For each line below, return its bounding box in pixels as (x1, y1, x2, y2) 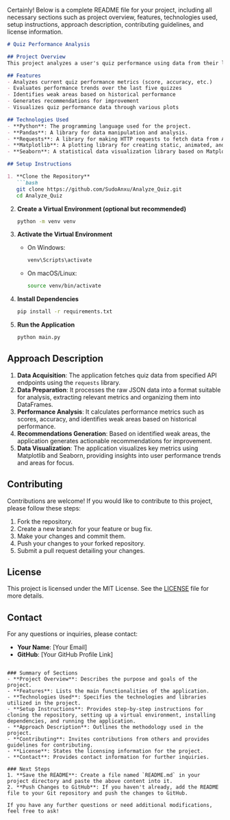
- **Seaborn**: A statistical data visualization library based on (7, 148, 204, 155)
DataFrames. (16, 400, 53, 408)
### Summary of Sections (7, 670, 78, 677)
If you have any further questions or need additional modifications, (7, 802, 213, 809)
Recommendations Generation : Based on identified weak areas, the (16, 429, 211, 438)
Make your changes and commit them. (16, 532, 126, 540)
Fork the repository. (16, 517, 73, 526)
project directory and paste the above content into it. (7, 778, 173, 785)
